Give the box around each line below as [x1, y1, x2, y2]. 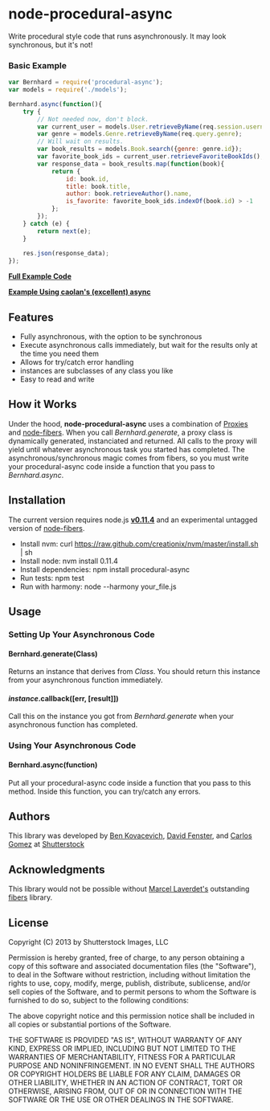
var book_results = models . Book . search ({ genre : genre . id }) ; [37, 145, 243, 153]
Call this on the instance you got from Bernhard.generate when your [8, 712, 235, 721]
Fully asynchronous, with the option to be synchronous [19, 332, 202, 341]
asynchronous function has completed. [8, 720, 138, 729]
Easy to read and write [19, 374, 95, 384]
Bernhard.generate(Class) [8, 648, 98, 659]
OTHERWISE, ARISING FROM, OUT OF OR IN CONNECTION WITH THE [8, 1086, 243, 1096]
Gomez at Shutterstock [8, 839, 85, 849]
